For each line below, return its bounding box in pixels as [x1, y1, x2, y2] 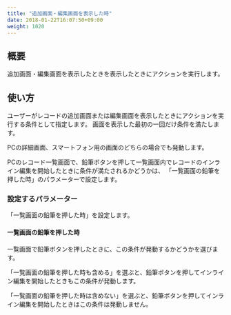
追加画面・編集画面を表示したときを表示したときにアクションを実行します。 [7, 70, 224, 78]
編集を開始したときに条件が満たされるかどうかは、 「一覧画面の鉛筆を [19, 167, 221, 174]
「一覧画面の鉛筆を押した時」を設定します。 [7, 211, 134, 219]
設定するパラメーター [7, 194, 78, 203]
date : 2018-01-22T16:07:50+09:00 [7, 17, 103, 23]
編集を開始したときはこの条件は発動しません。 [19, 300, 152, 308]
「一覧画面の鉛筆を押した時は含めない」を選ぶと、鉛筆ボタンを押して [7, 291, 207, 300]
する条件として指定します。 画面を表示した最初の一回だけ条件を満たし [12, 120, 214, 128]
